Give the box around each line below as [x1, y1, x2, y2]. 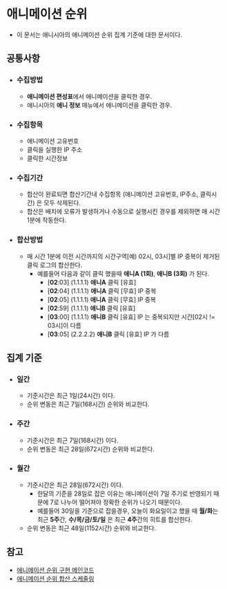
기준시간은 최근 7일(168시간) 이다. [26, 436, 119, 445]
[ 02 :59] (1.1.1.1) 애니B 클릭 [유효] [47, 303, 136, 312]
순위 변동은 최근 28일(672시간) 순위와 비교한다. [26, 445, 155, 453]
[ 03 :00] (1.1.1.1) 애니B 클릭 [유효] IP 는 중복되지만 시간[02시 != [47, 312, 215, 321]
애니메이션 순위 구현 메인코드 [16, 565, 95, 574]
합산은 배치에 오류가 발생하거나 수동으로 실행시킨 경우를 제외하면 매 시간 [26, 207, 221, 216]
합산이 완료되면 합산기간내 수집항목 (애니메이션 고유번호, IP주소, [26, 190, 199, 198]
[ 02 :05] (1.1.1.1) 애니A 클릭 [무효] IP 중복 [47, 295, 157, 303]
